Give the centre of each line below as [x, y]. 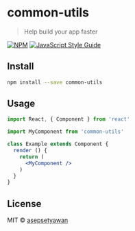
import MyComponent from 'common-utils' [66, 132]
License [24, 204]
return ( [32, 157]
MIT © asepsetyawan [38, 220]
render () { [30, 151]
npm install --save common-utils [55, 82]
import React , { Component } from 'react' [69, 119]
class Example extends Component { [58, 144]
